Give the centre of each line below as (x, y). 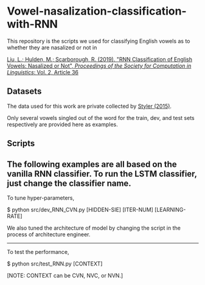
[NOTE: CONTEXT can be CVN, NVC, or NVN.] (65, 275)
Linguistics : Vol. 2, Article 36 (43, 72)
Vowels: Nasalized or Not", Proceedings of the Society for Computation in (99, 66)
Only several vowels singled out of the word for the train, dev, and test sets (101, 118)
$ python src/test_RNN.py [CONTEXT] (55, 264)
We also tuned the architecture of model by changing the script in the (94, 228)
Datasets (24, 92)
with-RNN (33, 24)
